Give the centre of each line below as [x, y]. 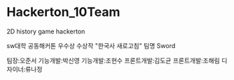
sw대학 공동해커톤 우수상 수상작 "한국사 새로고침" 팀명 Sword [91, 45]
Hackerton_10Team [63, 12]
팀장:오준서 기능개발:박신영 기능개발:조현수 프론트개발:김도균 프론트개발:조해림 [113, 61]
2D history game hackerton [46, 31]
